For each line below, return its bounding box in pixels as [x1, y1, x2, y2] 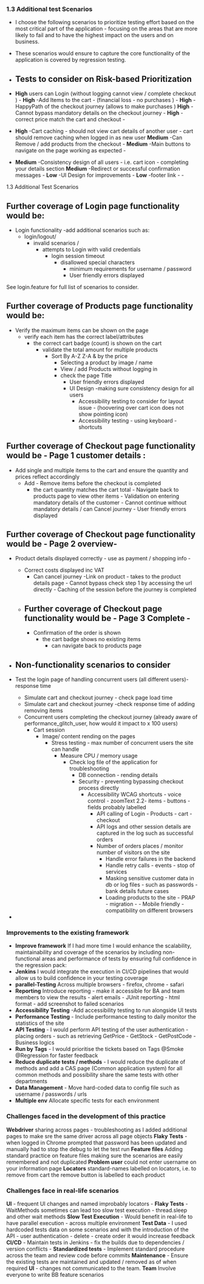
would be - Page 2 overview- [6, 538, 117, 549]
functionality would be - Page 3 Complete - [24, 613, 191, 623]
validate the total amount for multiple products [42, 345, 158, 353]
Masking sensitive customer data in [105, 874, 194, 881]
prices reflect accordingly [15, 473, 80, 480]
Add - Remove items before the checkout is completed [24, 479, 161, 487]
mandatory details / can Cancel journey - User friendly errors [33, 505, 186, 512]
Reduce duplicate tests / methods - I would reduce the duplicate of [15, 1058, 186, 1065]
